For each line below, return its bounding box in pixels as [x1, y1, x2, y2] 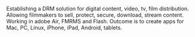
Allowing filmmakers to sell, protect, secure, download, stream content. [6, 11, 184, 18]
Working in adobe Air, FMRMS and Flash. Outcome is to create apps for [6, 18, 184, 24]
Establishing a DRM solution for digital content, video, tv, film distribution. [6, 5, 190, 12]
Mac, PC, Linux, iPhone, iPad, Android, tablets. [6, 24, 122, 31]
